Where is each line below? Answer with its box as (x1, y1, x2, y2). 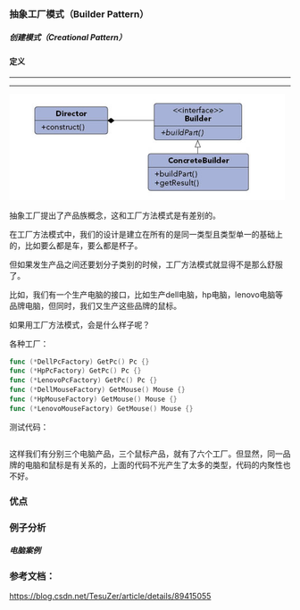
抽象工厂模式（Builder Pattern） (9, 7, 149, 20)
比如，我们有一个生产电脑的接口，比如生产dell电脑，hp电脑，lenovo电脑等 (9, 288, 284, 300)
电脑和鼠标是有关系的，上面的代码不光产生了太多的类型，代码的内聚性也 (24, 459, 291, 470)
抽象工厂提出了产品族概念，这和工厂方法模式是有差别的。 (9, 210, 221, 221)
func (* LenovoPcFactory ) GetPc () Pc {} (9, 376, 158, 385)
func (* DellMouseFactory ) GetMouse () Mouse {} (9, 386, 186, 395)
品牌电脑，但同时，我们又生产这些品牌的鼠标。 (9, 300, 181, 311)
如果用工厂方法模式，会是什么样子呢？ (9, 319, 150, 330)
